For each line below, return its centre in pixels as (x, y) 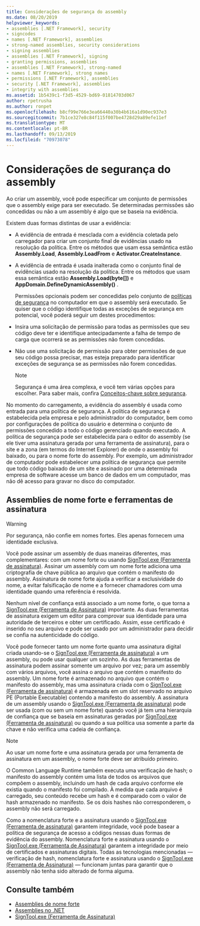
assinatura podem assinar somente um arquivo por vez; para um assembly (98, 666)
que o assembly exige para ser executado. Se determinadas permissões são (100, 205)
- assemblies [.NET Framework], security (59, 28)
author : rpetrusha (29, 101)
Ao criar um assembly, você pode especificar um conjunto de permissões (97, 199)
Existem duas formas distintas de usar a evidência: (69, 223)
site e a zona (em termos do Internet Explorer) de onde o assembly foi (92, 449)
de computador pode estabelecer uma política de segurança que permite (96, 462)
